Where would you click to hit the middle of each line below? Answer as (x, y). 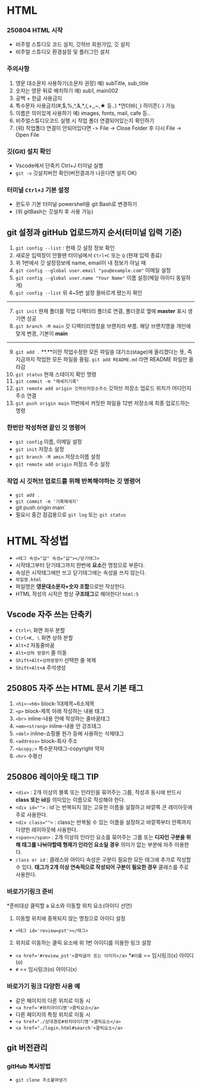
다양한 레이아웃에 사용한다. (47, 830)
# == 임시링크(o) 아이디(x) (46, 969)
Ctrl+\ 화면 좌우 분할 (40, 630)
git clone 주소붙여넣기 (41, 1080)
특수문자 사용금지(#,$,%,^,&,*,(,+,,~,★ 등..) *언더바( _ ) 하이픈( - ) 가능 (95, 105)
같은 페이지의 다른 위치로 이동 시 (53, 1000)
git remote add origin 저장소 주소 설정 (63, 464)
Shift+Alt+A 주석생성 (41, 668)
